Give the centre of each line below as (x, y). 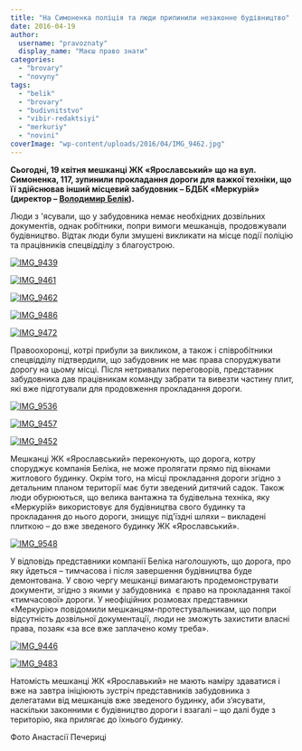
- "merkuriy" (43, 128)
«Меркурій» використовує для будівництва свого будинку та (128, 507)
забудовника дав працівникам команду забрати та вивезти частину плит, (152, 379)
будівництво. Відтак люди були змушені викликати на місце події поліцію (152, 235)
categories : (33, 60)
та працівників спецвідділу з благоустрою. (93, 244)
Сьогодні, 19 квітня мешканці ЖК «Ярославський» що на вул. (133, 169)
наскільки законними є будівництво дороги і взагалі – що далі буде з (143, 709)
